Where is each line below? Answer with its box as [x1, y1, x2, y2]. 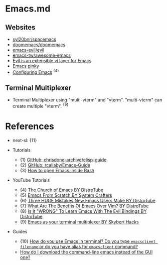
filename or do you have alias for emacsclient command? [20, 244, 138, 250]
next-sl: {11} [12, 138, 37, 144]
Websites [5, 23, 36, 32]
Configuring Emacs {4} [12, 68, 59, 75]
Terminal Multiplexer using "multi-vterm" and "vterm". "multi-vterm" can [12, 97, 162, 103]
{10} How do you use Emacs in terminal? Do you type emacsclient [20, 238, 156, 244]
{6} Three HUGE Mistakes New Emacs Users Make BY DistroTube [20, 198, 155, 204]
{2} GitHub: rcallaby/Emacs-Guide [20, 162, 90, 168]
